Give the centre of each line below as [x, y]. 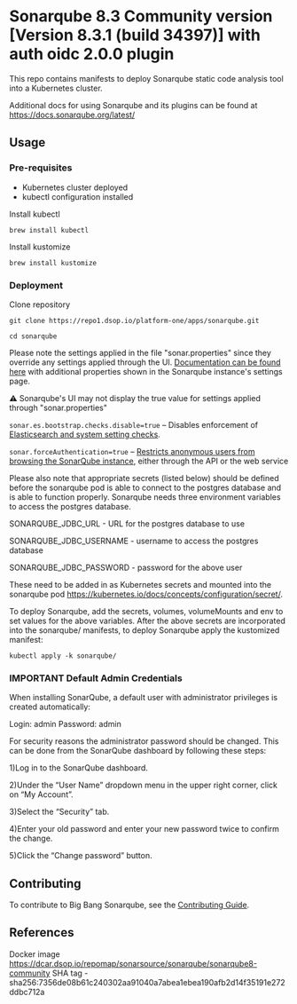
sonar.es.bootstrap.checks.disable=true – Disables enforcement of [134, 424]
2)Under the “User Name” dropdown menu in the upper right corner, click [143, 785]
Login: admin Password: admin [65, 724]
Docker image [35, 954]
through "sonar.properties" [59, 407]
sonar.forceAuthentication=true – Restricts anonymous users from [132, 451]
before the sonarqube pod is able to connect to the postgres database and [145, 487]
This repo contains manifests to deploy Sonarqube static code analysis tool [146, 78]
